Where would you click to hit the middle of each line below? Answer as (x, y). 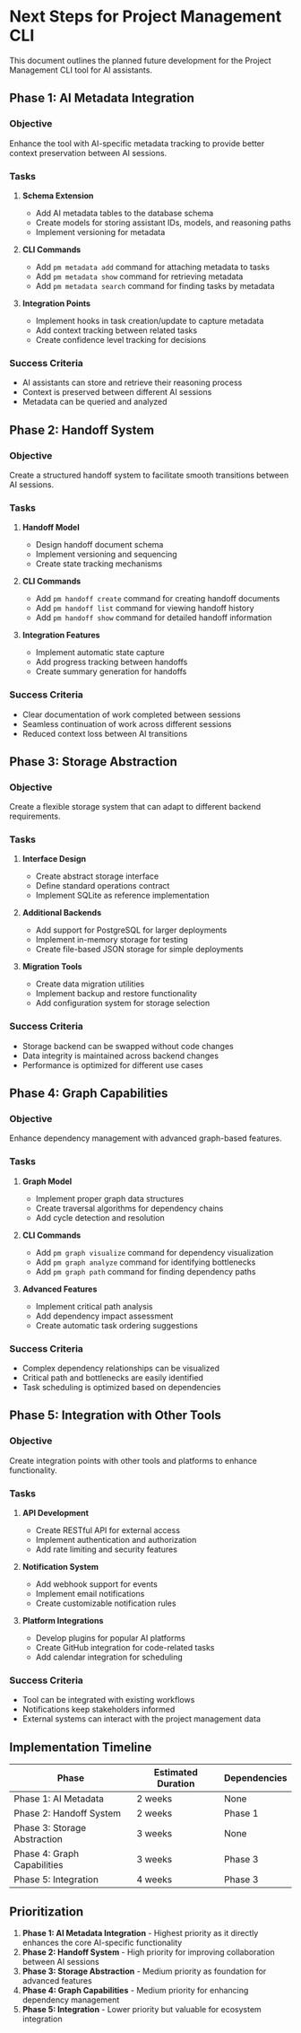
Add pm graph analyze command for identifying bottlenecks (146, 1262)
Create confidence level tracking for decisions (121, 339)
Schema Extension (58, 196)
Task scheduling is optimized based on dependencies (121, 1388)
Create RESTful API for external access (108, 1530)
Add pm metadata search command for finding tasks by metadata (155, 285)
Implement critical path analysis (94, 1306)
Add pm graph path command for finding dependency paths (146, 1271)
